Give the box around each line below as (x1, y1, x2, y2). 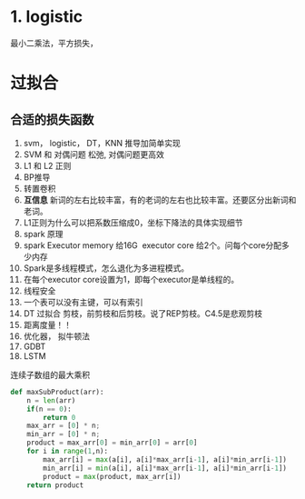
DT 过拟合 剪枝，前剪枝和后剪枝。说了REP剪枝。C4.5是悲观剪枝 (23, 307, 262, 319)
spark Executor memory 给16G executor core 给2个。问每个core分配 (23, 239, 282, 251)
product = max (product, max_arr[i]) (43, 472, 182, 481)
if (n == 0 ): (26, 404, 72, 414)
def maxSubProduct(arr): (10, 387, 104, 396)
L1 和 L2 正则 (23, 160, 72, 171)
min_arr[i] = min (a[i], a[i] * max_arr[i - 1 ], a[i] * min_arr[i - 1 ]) (43, 464, 287, 473)
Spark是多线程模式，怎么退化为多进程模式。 (23, 262, 190, 274)
